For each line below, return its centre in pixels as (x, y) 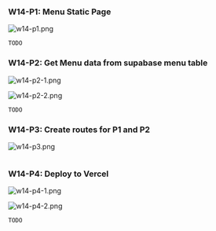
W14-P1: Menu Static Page (60, 12)
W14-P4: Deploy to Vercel (59, 174)
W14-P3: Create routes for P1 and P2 (79, 130)
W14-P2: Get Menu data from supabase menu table (108, 63)
